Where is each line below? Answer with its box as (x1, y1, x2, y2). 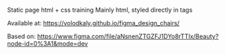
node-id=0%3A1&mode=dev (7, 40, 88, 47)
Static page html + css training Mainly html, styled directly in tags (7, 6, 193, 14)
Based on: (7, 32, 36, 40)
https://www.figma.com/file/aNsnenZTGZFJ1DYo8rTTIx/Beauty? (37, 32, 219, 40)
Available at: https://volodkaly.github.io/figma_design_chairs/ (7, 19, 180, 27)
